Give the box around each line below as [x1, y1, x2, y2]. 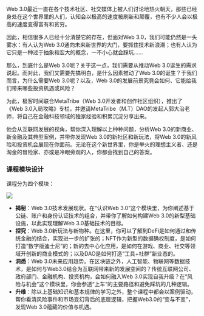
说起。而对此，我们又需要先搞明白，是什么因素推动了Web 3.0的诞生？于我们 [6, 69, 197, 76]
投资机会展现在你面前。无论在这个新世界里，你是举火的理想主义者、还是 [16, 141, 198, 148]
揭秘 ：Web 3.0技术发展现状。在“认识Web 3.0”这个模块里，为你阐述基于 [15, 205, 195, 212]
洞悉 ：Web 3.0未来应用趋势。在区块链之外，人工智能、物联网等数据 [15, 258, 185, 265]
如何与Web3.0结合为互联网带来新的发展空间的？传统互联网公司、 [31, 265, 194, 273]
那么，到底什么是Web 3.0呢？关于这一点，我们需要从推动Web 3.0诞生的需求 [6, 61, 197, 69]
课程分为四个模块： [6, 180, 55, 188]
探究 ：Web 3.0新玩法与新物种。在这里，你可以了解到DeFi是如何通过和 [15, 227, 191, 234]
